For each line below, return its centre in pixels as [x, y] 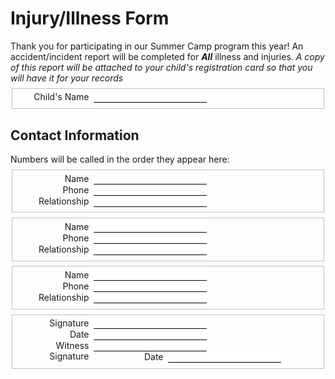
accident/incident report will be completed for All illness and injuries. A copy [167, 56]
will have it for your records [67, 78]
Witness [72, 346]
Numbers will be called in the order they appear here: [120, 159]
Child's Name [61, 97]
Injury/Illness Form [90, 18]
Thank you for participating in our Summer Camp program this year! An [157, 46]
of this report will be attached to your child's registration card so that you [161, 67]
